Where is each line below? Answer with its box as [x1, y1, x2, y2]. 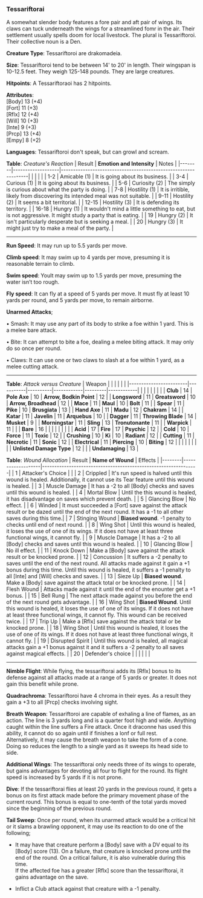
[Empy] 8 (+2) [6, 137, 41, 144]
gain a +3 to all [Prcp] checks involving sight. [6, 698, 119, 706]
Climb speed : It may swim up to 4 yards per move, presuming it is [6, 254, 170, 261]
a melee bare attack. [6, 326, 57, 334]
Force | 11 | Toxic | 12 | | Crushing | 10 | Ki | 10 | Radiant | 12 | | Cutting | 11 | [6, 432, 195, 439]
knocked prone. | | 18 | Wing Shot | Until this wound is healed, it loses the [6, 624, 188, 632]
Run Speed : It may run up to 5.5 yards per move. [6, 242, 127, 249]
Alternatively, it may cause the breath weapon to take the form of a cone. [6, 736, 188, 743]
